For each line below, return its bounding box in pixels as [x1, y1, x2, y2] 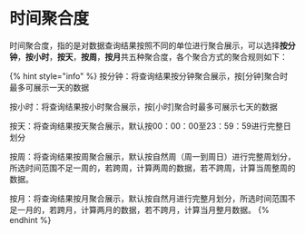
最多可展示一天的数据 [9, 82, 89, 93]
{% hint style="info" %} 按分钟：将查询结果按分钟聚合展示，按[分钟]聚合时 [9, 70, 289, 82]
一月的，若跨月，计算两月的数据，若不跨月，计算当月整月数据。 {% [16, 204, 270, 215]
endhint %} [9, 214, 52, 225]
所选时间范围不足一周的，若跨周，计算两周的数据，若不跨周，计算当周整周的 [9, 162, 296, 173]
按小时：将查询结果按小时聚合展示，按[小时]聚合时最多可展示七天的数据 [9, 101, 279, 112]
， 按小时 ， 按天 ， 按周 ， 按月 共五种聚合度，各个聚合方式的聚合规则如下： [17, 51, 288, 62]
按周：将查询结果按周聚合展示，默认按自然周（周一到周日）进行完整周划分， [9, 151, 296, 161]
